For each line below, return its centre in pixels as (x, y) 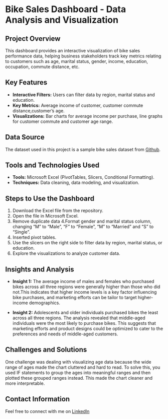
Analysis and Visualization (62, 20)
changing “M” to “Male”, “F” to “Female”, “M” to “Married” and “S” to (83, 227)
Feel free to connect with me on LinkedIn (47, 411)
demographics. (45, 303)
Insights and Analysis (40, 269)
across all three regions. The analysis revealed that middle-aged (79, 318)
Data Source (25, 137)
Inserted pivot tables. (34, 237)
